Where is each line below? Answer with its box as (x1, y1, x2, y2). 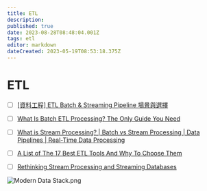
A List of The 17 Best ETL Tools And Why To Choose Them (16, 149, 182, 157)
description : (7, 16, 45, 23)
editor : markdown (7, 42, 57, 48)
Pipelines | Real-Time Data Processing (16, 136, 125, 144)
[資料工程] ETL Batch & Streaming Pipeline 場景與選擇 (16, 100, 169, 109)
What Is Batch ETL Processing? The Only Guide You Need (16, 114, 180, 123)
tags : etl (7, 35, 36, 42)
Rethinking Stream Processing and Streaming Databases (16, 163, 177, 171)
